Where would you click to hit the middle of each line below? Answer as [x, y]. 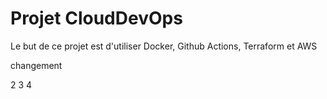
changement [36, 65]
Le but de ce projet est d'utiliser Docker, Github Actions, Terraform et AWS [164, 46]
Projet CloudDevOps [96, 18]
